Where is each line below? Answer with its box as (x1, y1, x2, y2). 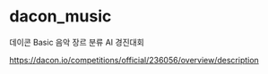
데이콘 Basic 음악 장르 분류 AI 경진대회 (9, 37, 145, 47)
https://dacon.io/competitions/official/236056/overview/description (9, 54, 260, 65)
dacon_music (9, 6, 112, 27)
